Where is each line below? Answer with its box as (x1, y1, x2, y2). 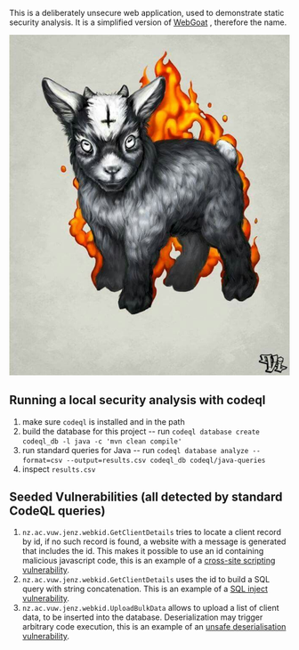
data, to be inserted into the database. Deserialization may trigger (21, 612, 263, 622)
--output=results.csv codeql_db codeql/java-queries (66, 456, 266, 465)
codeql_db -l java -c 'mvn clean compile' (21, 436, 182, 446)
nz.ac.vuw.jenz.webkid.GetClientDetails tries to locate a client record (21, 527, 282, 538)
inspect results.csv (21, 463, 96, 475)
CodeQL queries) (9, 503, 106, 519)
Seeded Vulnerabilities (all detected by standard (9, 490, 283, 505)
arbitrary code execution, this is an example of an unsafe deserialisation (21, 622, 287, 632)
